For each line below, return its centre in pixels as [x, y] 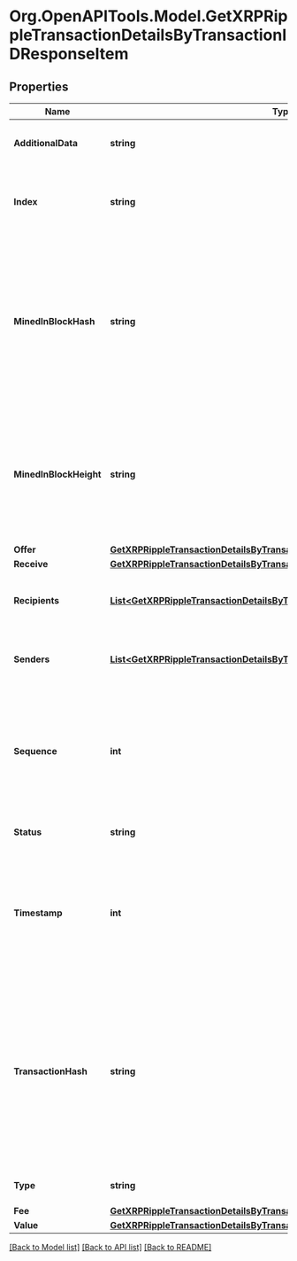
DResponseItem [69, 54]
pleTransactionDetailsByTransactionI [148, 35]
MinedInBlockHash [54, 321]
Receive [31, 564]
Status [28, 832]
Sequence [35, 751]
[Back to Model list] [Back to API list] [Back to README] [110, 1247]
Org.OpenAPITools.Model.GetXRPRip [148, 16]
